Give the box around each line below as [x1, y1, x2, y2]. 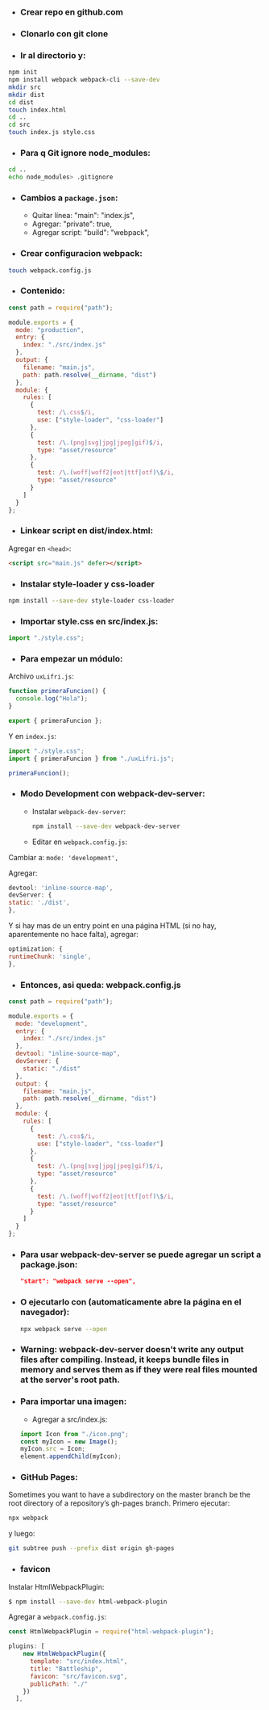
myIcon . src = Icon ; [19, 1445, 86, 1453]
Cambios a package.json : [19, 192, 118, 204]
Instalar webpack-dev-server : [31, 806, 126, 816]
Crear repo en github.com [19, 6, 123, 18]
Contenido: [19, 285, 66, 296]
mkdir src [8, 83, 42, 91]
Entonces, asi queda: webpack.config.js [19, 979, 181, 990]
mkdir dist [8, 90, 45, 99]
